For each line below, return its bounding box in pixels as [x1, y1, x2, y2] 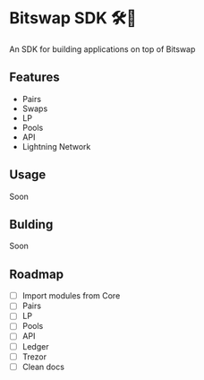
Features [9, 70, 60, 85]
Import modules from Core [21, 290, 121, 301]
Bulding [9, 217, 54, 232]
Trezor [21, 351, 47, 362]
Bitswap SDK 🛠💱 [9, 8, 137, 29]
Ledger [21, 341, 49, 351]
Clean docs [21, 361, 65, 372]
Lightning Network [21, 141, 91, 151]
